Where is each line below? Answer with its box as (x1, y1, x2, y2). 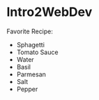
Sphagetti (16, 40, 45, 49)
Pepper (16, 85, 38, 93)
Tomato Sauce (16, 48, 59, 56)
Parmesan (16, 70, 47, 78)
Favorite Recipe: (6, 27, 54, 35)
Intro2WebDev (6, 4, 93, 20)
